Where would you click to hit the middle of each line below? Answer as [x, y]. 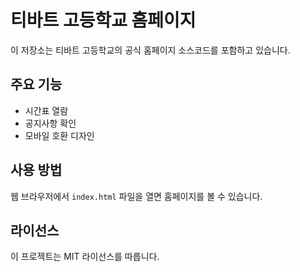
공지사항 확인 [50, 123]
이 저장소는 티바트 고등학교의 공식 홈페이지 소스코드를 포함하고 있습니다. [150, 50]
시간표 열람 [46, 110]
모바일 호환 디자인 [59, 135]
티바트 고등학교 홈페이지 [103, 20]
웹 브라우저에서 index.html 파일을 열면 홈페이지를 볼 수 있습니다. [136, 196]
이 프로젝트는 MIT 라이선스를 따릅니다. [85, 257]
